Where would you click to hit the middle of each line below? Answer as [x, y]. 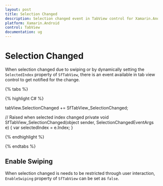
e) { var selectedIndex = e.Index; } [39, 127]
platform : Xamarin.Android [32, 23]
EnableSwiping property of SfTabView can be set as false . [62, 178]
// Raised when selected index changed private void [57, 117]
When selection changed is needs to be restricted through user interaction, [80, 173]
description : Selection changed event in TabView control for [69, 18]
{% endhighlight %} [25, 137]
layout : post [18, 9]
